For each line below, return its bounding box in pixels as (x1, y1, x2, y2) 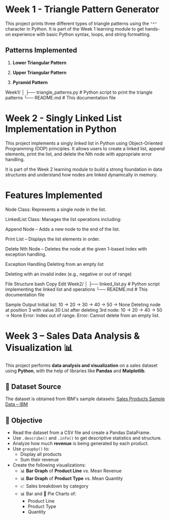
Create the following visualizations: (12, 462, 86, 468)
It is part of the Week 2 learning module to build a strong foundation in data (5, 166, 162, 172)
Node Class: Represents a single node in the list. (5, 206, 107, 212)
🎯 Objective (5, 416, 43, 425)
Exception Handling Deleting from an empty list (5, 261, 104, 267)
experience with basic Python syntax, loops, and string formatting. (12, 31, 151, 37)
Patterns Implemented (5, 46, 77, 54)
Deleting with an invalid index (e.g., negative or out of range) (5, 271, 132, 277)
